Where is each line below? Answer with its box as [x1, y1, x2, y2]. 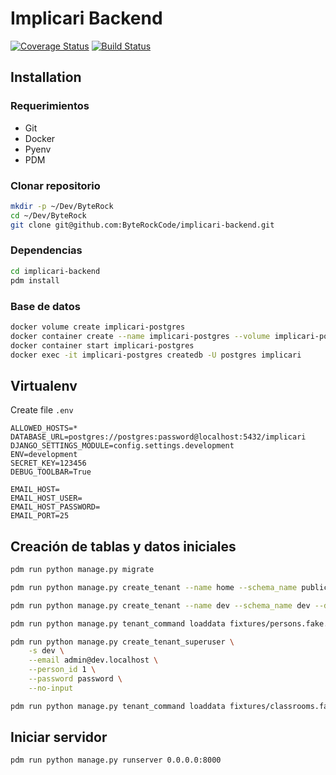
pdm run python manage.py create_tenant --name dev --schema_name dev [10, 600, 311, 611]
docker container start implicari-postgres [10, 340, 195, 351]
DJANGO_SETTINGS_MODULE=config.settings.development [10, 441, 235, 451]
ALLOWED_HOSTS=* [10, 423, 78, 434]
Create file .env [10, 404, 74, 416]
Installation [10, 69, 82, 86]
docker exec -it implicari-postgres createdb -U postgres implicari [10, 350, 302, 360]
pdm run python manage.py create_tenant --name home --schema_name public [10, 582, 329, 592]
